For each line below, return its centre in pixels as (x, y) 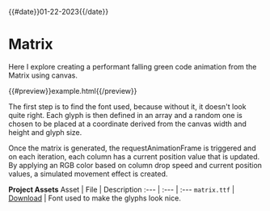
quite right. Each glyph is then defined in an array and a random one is (125, 115)
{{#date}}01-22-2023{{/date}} (59, 12)
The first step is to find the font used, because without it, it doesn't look (127, 106)
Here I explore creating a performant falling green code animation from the (133, 66)
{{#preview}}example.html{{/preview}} (73, 91)
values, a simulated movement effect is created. (88, 174)
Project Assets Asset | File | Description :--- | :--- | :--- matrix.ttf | (122, 189)
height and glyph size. (45, 132)
